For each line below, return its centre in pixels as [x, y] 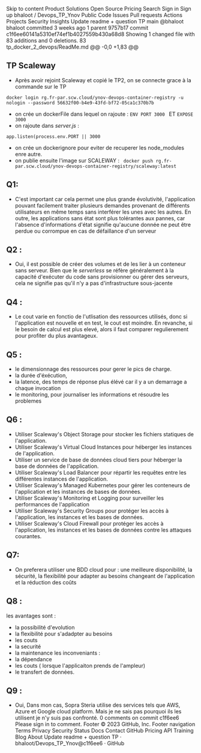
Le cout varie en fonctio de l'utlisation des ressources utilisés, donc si [101, 317]
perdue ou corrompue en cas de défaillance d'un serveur [85, 231]
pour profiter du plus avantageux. [56, 336]
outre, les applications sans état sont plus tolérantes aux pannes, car [100, 218]
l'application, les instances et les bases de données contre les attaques [103, 530]
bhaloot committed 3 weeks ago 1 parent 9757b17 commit [77, 28]
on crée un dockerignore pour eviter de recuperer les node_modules [100, 148]
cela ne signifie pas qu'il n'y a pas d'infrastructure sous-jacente [94, 283]
